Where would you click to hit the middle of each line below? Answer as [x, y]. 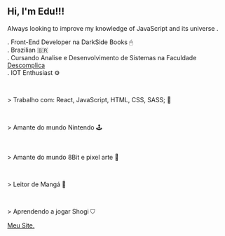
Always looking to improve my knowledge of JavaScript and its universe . [113, 28]
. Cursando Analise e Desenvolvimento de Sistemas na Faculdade [102, 57]
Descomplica [26, 65]
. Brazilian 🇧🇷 [28, 50]
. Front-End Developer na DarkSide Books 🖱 [70, 42]
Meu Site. [21, 225]
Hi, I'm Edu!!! [36, 12]
